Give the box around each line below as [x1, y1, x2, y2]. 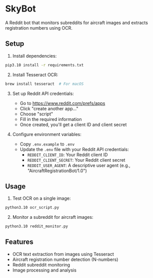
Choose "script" [19, 111, 53, 117]
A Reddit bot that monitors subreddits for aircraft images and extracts [5, 20, 148, 26]
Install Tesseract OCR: [12, 71, 58, 78]
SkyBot [5, 3, 36, 15]
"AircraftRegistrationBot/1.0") [27, 168, 87, 174]
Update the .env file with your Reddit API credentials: [19, 146, 129, 152]
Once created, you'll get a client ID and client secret [19, 121, 127, 127]
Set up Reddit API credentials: [12, 90, 74, 96]
